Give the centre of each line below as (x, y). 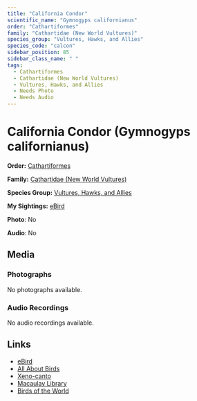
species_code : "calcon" (41, 46)
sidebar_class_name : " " (43, 59)
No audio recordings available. (51, 323)
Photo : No (22, 219)
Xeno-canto (34, 376)
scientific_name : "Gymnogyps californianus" (72, 20)
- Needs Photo (34, 91)
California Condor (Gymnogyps (99, 132)
